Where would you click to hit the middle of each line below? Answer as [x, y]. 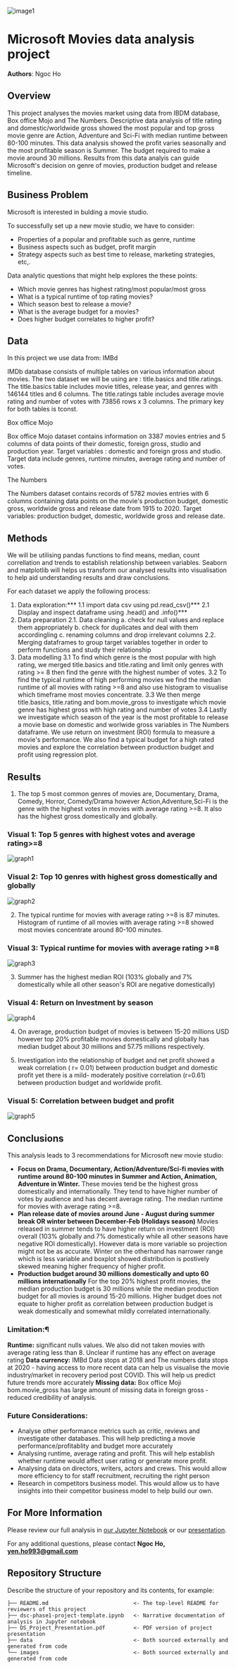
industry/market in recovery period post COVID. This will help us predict [112, 1375]
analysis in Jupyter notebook [52, 1621]
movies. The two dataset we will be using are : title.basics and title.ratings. [115, 379]
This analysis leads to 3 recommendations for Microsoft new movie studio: [116, 1155]
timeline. [20, 173]
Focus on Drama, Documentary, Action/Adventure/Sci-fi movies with [120, 1169]
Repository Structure [55, 1574]
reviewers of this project [47, 1609]
